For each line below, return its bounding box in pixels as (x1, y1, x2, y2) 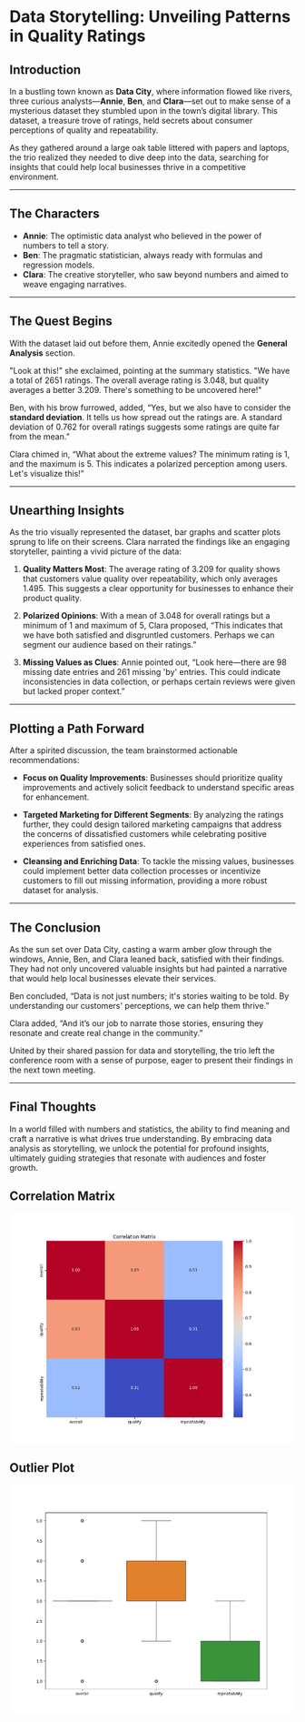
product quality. (22, 593, 82, 604)
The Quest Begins (9, 314, 113, 329)
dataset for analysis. (22, 885, 99, 896)
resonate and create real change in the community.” (9, 1028, 203, 1039)
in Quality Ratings (9, 25, 146, 46)
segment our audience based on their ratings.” (22, 639, 197, 650)
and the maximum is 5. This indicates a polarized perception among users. (9, 458, 288, 469)
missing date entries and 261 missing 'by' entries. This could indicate (22, 667, 281, 678)
